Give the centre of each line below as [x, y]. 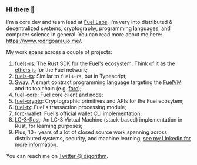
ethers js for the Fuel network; [51, 70]
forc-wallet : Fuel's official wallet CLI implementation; [78, 113]
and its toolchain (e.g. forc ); [48, 89]
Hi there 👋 [21, 9]
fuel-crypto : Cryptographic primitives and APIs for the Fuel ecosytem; [99, 101]
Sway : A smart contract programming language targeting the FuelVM [98, 82]
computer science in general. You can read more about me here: [84, 35]
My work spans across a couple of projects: [59, 52]
